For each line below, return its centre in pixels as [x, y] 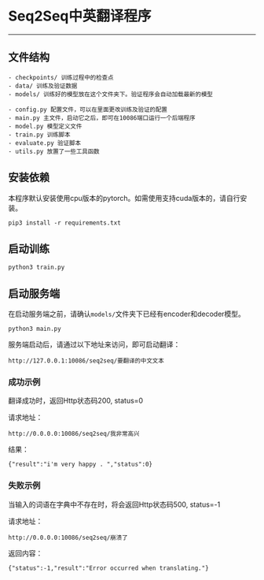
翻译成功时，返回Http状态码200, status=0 [76, 401]
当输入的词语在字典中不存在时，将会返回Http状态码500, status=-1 [114, 504]
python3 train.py [37, 268]
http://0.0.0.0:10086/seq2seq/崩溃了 [68, 537]
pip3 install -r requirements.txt [65, 223]
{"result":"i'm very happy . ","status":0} [81, 465]
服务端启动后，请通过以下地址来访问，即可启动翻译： [94, 344]
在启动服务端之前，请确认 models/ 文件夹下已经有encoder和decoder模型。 [127, 314]
